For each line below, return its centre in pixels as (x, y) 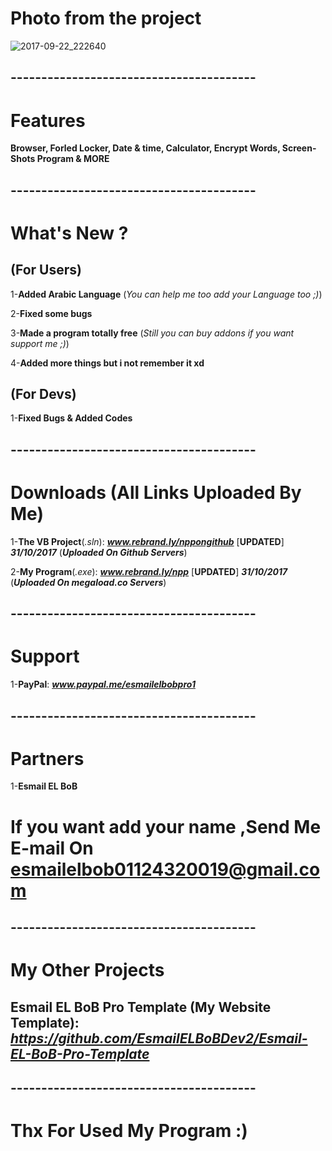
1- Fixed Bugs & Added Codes (71, 418)
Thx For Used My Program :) (129, 1131)
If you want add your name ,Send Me (166, 826)
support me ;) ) (40, 343)
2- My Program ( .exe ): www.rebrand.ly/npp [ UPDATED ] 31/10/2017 (149, 571)
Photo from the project (106, 18)
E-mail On (52, 848)
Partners (47, 758)
